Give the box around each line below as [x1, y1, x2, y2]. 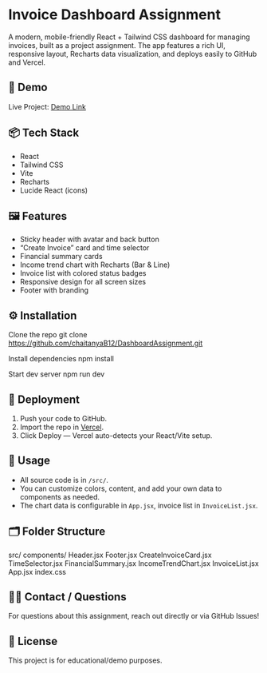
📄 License [8, 634, 58, 648]
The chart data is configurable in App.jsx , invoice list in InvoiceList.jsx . [19, 500, 258, 510]
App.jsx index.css [8, 567, 66, 576]
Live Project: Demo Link [8, 102, 86, 111]
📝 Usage [8, 454, 50, 468]
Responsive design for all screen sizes [19, 277, 146, 287]
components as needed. [19, 492, 100, 501]
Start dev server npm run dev [8, 369, 105, 379]
